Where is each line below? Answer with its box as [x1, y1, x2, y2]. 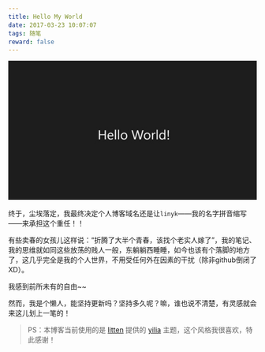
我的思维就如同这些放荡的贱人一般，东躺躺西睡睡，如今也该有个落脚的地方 [8, 245, 250, 255]
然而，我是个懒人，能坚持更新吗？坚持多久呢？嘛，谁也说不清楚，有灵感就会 [8, 298, 257, 308]
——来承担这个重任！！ [8, 219, 84, 228]
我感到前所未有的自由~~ [8, 282, 87, 291]
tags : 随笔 [8, 29, 42, 37]
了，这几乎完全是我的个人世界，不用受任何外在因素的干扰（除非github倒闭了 [8, 255, 257, 264]
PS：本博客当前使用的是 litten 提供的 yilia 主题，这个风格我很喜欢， [27, 325, 246, 335]
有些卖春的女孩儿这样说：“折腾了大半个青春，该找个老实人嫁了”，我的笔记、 [8, 235, 256, 245]
